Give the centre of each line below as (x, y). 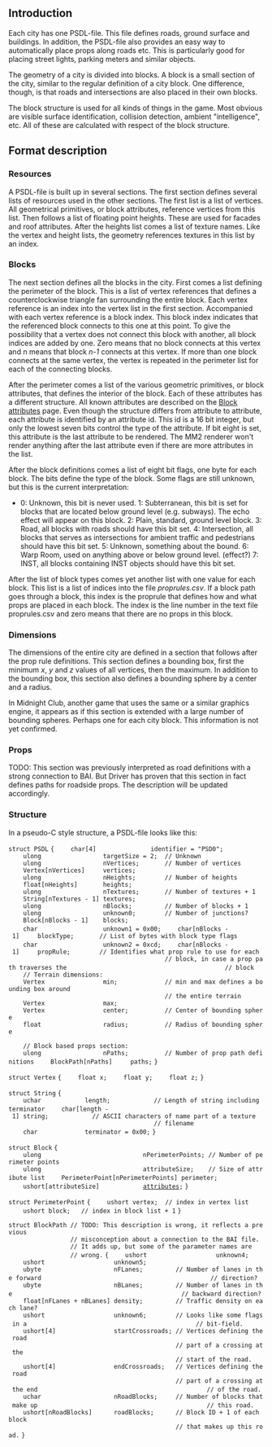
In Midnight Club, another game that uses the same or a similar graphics (129, 703)
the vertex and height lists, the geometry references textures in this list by (132, 235)
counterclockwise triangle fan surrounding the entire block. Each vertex (128, 300)
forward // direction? (137, 1278)
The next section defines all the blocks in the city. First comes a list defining (135, 282)
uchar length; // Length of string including (141, 1100)
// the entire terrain (203, 996)
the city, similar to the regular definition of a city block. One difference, (127, 83)
